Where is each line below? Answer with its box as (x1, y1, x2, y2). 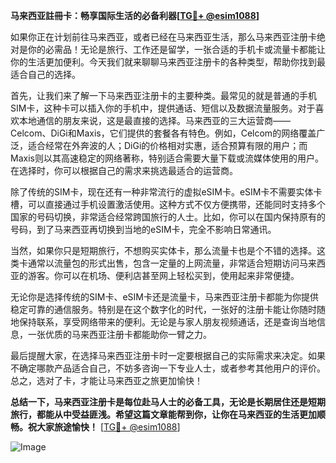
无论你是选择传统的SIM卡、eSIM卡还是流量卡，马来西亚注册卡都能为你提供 (10, 291, 319, 303)
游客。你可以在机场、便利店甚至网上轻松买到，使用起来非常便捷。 (27, 270, 300, 281)
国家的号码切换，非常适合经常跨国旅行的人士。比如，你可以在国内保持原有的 (10, 211, 326, 223)
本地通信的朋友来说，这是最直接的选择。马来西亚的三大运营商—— (18, 115, 291, 126)
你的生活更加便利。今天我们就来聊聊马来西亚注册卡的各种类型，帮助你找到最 (10, 56, 326, 68)
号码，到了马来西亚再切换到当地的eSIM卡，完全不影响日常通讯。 (10, 224, 277, 235)
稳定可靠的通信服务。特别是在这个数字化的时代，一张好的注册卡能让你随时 (10, 304, 317, 315)
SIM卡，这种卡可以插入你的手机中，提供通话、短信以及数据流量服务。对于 (10, 102, 316, 114)
